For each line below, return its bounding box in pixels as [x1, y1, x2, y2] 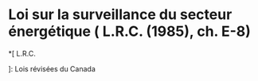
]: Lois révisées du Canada [8, 64, 96, 73]
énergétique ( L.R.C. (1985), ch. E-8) [8, 22, 251, 40]
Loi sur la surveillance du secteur [8, 6, 233, 24]
